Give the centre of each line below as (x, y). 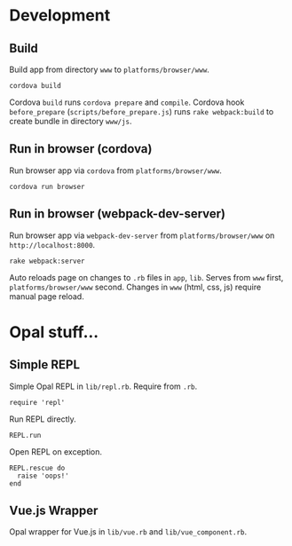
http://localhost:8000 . (52, 244)
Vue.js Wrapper (54, 511)
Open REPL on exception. (56, 451)
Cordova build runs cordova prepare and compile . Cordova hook (127, 102)
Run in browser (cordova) (81, 149)
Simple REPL (45, 365)
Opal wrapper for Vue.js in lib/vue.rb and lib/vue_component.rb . (128, 532)
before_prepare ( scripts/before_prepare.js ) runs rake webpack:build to (142, 111)
